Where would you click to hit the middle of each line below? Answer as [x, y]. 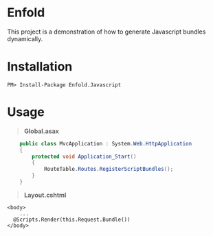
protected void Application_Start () [84, 156]
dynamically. [25, 38]
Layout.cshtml [45, 195]
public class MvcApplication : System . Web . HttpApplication [106, 143]
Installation [40, 67]
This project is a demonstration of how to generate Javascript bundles [106, 32]
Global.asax [42, 131]
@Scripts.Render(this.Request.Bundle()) [72, 220]
